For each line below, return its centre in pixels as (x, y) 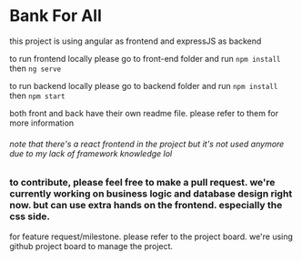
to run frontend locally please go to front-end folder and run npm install (145, 58)
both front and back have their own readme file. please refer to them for (144, 113)
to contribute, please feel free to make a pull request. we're (142, 183)
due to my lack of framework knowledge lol (91, 153)
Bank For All (55, 16)
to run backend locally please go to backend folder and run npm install (144, 85)
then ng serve (35, 68)
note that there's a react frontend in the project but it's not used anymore (147, 144)
